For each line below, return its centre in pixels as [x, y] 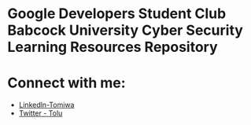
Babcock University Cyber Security [125, 30]
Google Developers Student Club [117, 14]
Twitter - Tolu [41, 113]
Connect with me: [67, 83]
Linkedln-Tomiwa [46, 105]
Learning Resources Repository [113, 47]
